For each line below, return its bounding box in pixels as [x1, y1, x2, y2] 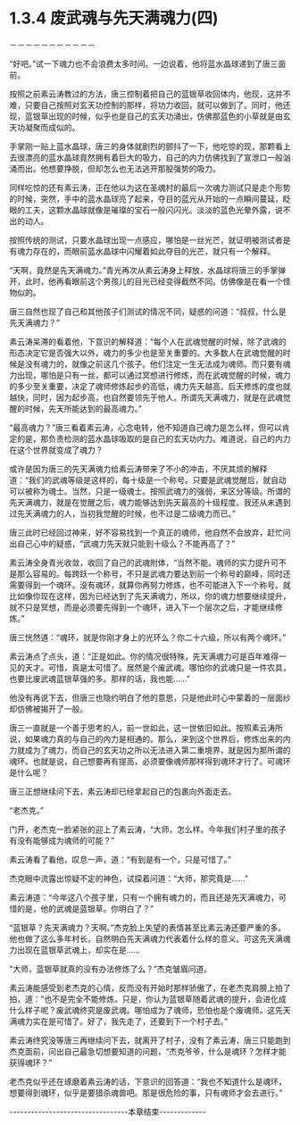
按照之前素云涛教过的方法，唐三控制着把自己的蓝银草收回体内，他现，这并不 [9, 88, 291, 99]
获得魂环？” [9, 1057, 53, 1068]
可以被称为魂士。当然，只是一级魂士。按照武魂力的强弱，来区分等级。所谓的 [9, 486, 291, 496]
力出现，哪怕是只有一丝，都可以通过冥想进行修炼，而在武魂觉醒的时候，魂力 [9, 370, 291, 380]
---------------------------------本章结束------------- [9, 1106, 207, 1117]
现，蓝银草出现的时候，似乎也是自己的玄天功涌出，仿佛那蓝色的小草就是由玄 [9, 111, 291, 121]
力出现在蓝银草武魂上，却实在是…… [9, 944, 141, 955]
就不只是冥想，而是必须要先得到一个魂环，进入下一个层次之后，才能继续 [9, 602, 275, 612]
